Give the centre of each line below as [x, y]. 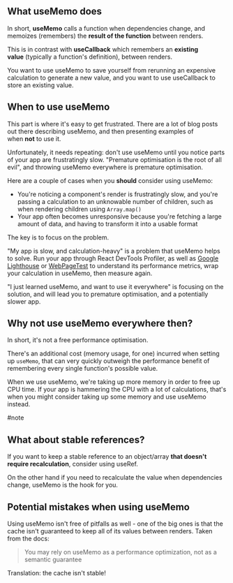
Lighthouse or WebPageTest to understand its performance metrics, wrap [113, 265]
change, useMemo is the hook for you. [63, 485]
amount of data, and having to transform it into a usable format [107, 223]
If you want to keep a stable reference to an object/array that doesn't [107, 457]
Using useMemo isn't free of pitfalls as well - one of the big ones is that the [115, 524]
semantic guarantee [53, 560]
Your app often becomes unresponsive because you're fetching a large [119, 216]
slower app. [24, 301]
